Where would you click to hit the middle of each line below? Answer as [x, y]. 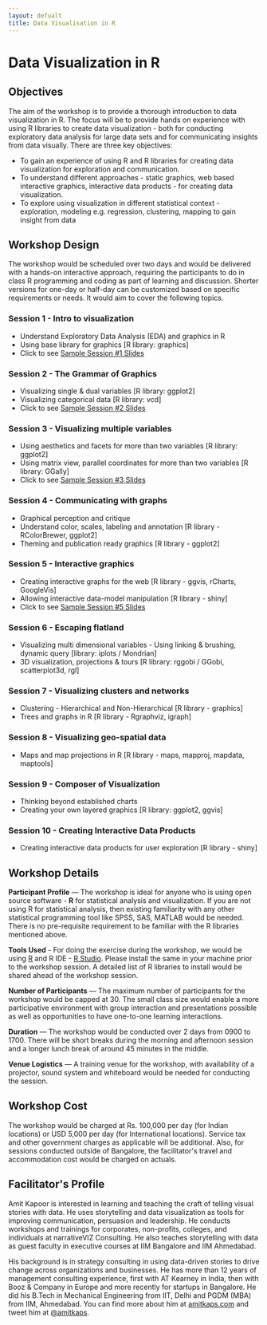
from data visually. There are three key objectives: [90, 145]
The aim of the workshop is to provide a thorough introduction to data [123, 111]
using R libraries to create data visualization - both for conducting [116, 128]
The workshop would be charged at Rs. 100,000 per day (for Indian [118, 1125]
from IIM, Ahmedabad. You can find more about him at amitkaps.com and [129, 1303]
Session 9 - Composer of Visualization [84, 784]
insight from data [48, 219]
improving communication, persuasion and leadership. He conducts [120, 1220]
